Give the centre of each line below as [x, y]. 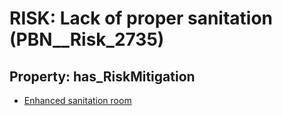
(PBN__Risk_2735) [87, 39]
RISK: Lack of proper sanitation [141, 18]
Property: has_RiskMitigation [102, 76]
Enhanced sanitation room [77, 100]
